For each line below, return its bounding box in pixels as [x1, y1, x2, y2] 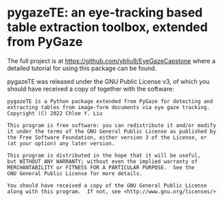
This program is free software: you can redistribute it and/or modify [7, 122, 216, 128]
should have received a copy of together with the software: [7, 85, 174, 93]
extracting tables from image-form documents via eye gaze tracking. [7, 104, 211, 111]
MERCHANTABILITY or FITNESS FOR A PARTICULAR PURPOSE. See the [7, 164, 195, 171]
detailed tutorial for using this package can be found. [7, 64, 157, 72]
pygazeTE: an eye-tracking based [7, 5, 203, 21]
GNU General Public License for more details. [7, 170, 143, 177]
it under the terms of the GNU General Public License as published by [7, 128, 216, 135]
